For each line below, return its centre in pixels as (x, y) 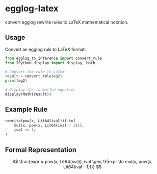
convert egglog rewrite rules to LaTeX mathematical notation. (67, 22)
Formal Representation (41, 150)
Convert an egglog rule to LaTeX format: (46, 49)
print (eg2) (16, 81)
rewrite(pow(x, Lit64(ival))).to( (40, 121)
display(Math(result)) (28, 94)
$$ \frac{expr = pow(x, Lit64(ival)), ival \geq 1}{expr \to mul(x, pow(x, (82, 162)
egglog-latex (32, 9)
